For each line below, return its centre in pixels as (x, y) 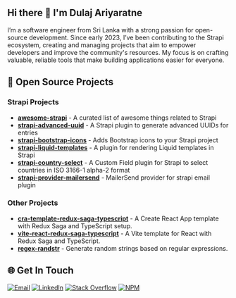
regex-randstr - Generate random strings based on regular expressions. (123, 248)
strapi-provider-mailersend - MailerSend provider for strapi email (113, 178)
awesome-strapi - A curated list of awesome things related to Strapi (117, 118)
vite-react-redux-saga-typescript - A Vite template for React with (114, 233)
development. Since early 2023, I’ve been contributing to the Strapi (126, 37)
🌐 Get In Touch (41, 271)
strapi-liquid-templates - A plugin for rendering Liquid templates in (116, 147)
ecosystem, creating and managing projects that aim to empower (102, 45)
